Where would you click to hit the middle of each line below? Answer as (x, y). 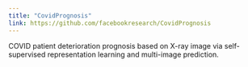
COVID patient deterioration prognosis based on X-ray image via (116, 45)
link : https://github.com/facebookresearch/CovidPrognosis (110, 23)
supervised (27, 54)
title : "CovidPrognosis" (50, 16)
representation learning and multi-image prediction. (133, 54)
